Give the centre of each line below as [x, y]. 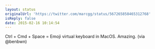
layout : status [20, 9]
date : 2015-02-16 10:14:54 [32, 23]
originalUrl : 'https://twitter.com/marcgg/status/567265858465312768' [78, 14]
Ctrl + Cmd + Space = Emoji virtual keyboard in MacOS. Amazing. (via [75, 37]
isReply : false [20, 18]
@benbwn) [16, 42]
